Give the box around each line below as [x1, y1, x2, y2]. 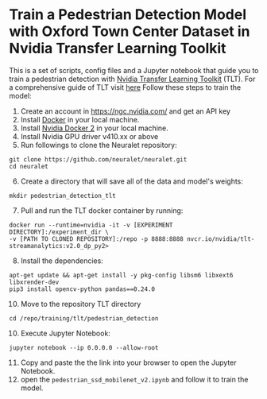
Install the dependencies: [20, 256, 104, 265]
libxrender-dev [9, 278, 60, 286]
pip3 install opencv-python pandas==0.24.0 [9, 285, 156, 293]
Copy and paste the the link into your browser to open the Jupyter [20, 358, 237, 367]
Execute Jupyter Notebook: [20, 328, 110, 338]
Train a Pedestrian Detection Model [9, 6, 247, 24]
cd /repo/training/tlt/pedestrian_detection [9, 314, 159, 323]
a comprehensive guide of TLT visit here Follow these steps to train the [9, 82, 242, 92]
